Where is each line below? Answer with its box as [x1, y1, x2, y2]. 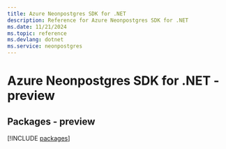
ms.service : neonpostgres [7, 43, 82, 50]
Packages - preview [7, 115, 96, 127]
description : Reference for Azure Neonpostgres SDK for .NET [7, 17, 189, 24]
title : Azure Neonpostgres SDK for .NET [7, 10, 127, 17]
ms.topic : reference [7, 29, 68, 37]
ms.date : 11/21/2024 [7, 23, 68, 30]
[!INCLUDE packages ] [7, 134, 70, 142]
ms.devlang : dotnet [7, 36, 64, 43]
